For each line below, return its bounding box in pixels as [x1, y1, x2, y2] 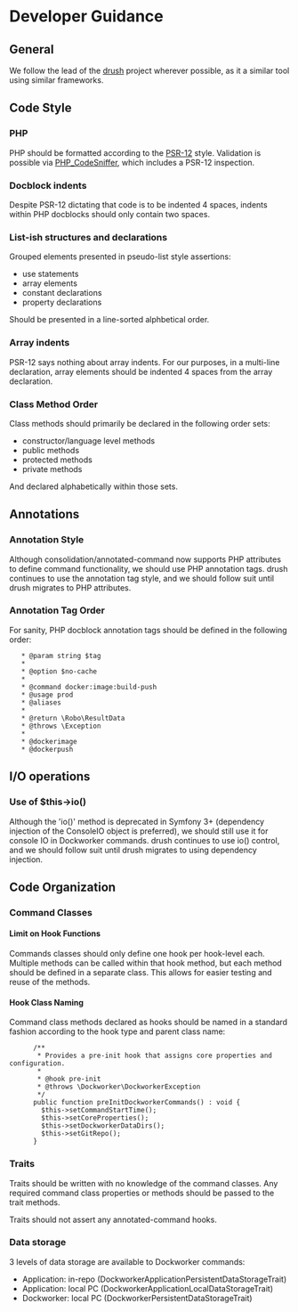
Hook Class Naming [9, 997, 85, 1007]
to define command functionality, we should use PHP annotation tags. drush [9, 563, 288, 574]
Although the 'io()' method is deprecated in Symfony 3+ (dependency [9, 816, 265, 827]
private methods [21, 463, 83, 474]
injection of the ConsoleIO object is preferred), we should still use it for [9, 826, 269, 836]
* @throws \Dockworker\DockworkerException [36, 1082, 201, 1092]
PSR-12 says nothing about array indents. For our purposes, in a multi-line [9, 356, 280, 367]
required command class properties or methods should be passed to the [9, 1187, 275, 1198]
